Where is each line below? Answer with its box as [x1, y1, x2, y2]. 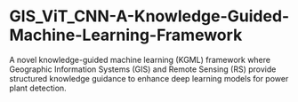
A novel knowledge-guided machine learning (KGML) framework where [9, 54, 271, 65]
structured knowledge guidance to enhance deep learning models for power [9, 73, 289, 83]
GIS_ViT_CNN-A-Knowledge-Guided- [9, 6, 290, 27]
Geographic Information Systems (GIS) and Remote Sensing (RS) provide [9, 64, 277, 75]
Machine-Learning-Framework [9, 25, 243, 45]
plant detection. [9, 82, 67, 93]
